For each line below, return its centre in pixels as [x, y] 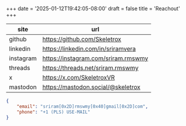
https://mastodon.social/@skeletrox [91, 87]
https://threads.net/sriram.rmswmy [90, 68]
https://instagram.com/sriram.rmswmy [95, 58]
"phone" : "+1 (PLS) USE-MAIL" [54, 112]
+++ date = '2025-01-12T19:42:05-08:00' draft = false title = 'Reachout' [93, 9]
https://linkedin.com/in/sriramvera [89, 49]
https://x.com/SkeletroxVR [79, 77]
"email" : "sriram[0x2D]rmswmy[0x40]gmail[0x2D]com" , [82, 106]
